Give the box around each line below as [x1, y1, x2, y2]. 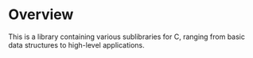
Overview [8, 6, 74, 24]
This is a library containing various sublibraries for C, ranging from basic [8, 32, 245, 41]
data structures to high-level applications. [8, 40, 145, 49]
